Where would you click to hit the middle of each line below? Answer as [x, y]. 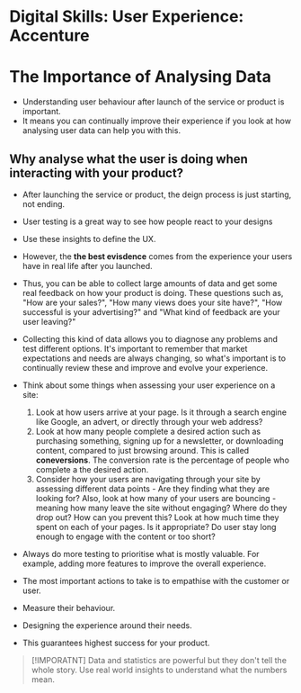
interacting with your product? [97, 173]
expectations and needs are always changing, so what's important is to [154, 358]
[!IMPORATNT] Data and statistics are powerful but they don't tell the [159, 660]
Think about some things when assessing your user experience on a [149, 385]
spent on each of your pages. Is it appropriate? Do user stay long [156, 526]
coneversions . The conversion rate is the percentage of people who [163, 460]
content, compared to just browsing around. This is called [142, 450]
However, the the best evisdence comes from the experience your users [157, 256]
